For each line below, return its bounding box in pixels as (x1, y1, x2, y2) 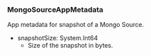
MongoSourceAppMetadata (7, 5, 104, 15)
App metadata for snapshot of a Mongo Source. (7, 21, 145, 29)
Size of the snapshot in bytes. (27, 41, 113, 50)
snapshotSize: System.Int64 (17, 34, 99, 42)
